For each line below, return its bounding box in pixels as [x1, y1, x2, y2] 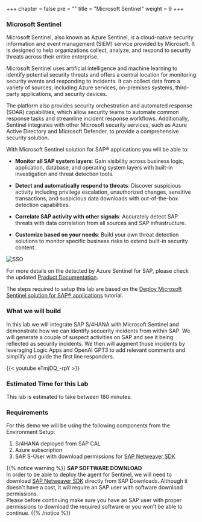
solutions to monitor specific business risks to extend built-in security [14, 238, 188, 245]
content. [14, 244, 36, 251]
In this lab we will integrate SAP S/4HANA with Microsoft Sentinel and [6, 320, 179, 328]
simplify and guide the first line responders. [6, 352, 115, 360]
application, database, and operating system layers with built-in [14, 164, 173, 171]
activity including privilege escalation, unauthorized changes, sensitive [14, 188, 191, 196]
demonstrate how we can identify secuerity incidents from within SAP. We [6, 327, 191, 334]
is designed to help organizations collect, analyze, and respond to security [6, 46, 191, 54]
